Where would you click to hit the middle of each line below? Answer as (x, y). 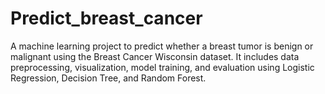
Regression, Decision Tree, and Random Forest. (108, 78)
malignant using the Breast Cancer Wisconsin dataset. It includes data (155, 56)
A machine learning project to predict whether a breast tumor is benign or (162, 46)
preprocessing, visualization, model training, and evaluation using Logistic (162, 67)
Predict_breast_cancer (106, 18)
